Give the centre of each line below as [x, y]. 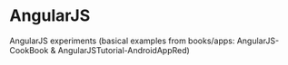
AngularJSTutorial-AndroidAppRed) [124, 50]
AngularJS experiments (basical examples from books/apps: [122, 41]
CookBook [29, 50]
